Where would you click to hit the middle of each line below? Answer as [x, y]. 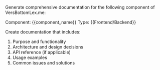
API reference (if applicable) [42, 52]
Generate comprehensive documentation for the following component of [80, 7]
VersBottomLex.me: [26, 12]
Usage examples [30, 57]
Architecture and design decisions [48, 47]
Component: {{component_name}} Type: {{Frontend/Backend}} [71, 22]
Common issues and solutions [44, 63]
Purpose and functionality [39, 41]
